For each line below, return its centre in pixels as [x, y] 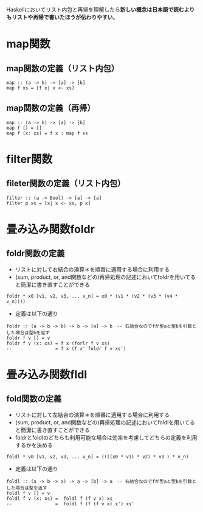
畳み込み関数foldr [51, 229]
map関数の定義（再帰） [51, 108]
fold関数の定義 [34, 399]
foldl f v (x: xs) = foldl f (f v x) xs [60, 499]
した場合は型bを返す [28, 332]
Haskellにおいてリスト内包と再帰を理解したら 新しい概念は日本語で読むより [101, 9]
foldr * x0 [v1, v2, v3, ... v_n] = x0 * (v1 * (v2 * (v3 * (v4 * [92, 296]
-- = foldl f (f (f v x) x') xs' [71, 504]
